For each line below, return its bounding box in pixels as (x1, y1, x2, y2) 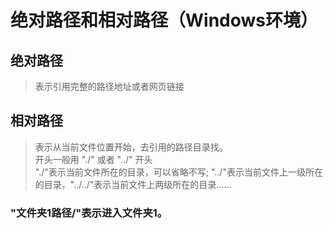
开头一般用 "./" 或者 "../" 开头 (34, 153, 153, 165)
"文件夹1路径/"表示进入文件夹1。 (10, 206, 168, 220)
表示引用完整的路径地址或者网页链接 (34, 81, 185, 92)
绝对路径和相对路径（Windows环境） (10, 9, 318, 32)
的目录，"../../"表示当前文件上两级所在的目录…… (34, 178, 232, 190)
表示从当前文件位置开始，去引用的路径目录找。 (34, 141, 228, 153)
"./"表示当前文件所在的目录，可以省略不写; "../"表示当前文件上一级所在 (34, 166, 323, 178)
